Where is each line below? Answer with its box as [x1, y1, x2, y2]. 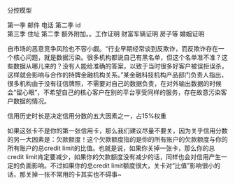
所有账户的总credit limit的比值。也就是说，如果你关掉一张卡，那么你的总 [7, 144, 215, 152]
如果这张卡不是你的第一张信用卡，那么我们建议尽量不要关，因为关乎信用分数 [7, 126, 228, 135]
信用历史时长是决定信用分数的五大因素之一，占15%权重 [7, 112, 166, 120]
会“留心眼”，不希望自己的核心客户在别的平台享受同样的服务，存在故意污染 [7, 88, 222, 96]
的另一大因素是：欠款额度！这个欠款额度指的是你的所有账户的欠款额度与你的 [7, 135, 228, 143]
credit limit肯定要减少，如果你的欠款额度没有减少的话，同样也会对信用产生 [7, 153, 222, 161]
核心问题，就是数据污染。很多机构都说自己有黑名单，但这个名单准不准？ [13, 53, 222, 61]
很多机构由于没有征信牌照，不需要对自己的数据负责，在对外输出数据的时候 [7, 80, 222, 87]
